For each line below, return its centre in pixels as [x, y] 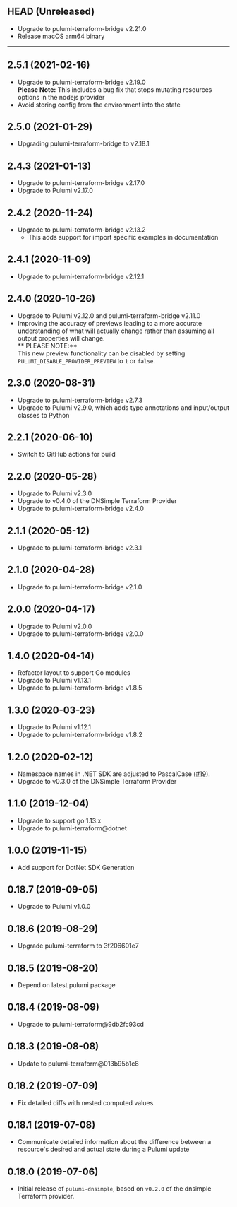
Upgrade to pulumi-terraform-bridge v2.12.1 [81, 276]
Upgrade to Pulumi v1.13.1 [54, 681]
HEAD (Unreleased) [51, 12]
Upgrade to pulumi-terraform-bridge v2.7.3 [80, 400]
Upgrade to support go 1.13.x [59, 820]
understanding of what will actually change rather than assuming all [116, 331]
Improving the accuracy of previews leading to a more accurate [110, 323]
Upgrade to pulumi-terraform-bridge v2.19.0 [81, 82]
